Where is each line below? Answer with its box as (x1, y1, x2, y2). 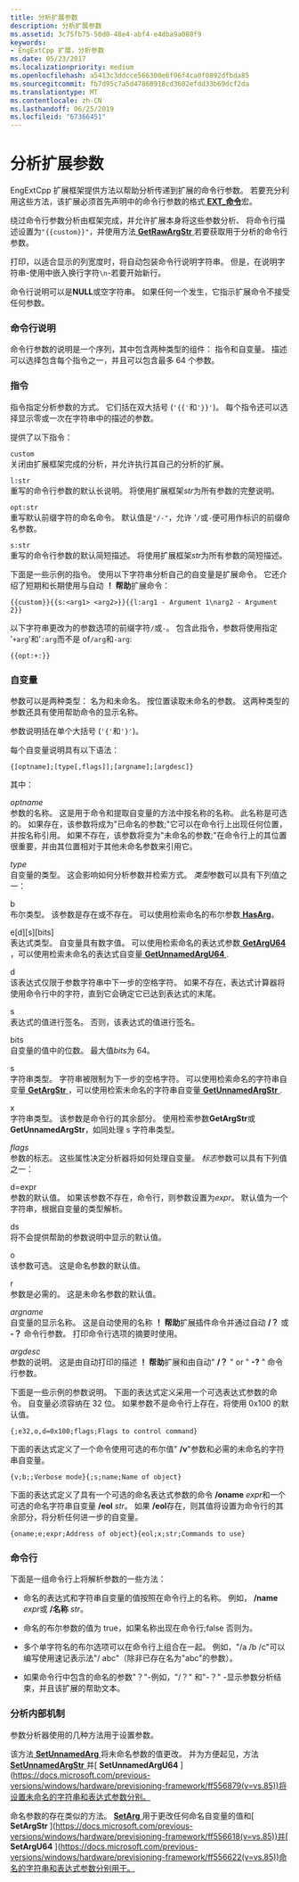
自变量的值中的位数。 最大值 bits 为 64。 (10, 1044, 155, 1055)
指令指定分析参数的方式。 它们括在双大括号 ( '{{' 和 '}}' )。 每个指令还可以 (10, 401, 281, 412)
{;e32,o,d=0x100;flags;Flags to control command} (10, 1426, 198, 1436)
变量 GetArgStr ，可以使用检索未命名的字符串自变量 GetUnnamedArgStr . (10, 1085, 283, 1095)
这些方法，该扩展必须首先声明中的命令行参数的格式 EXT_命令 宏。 (17, 196, 257, 207)
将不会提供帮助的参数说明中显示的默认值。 (10, 1232, 166, 1242)
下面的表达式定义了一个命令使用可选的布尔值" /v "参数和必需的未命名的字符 (10, 1443, 285, 1454)
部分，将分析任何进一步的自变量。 (17, 1511, 143, 1522)
